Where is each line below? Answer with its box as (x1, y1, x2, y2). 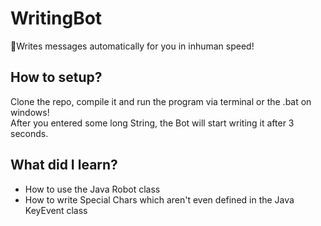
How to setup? (10, 69, 103, 86)
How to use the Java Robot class (24, 183, 161, 195)
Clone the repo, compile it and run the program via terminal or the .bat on (10, 95, 312, 107)
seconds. (10, 127, 49, 139)
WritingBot (10, 7, 103, 30)
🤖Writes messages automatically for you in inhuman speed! (10, 40, 255, 52)
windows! (10, 106, 50, 118)
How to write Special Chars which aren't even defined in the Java (24, 193, 295, 206)
